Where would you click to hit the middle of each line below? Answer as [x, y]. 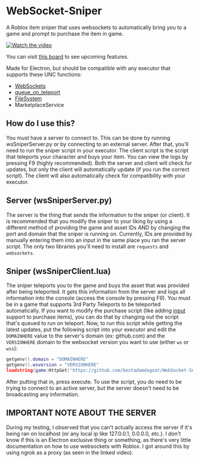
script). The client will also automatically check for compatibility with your [96, 176]
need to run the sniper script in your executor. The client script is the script [97, 150]
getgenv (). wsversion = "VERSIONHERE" [53, 365]
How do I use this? [41, 124]
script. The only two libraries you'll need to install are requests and [87, 246]
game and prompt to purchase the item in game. [65, 33]
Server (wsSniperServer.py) [59, 201]
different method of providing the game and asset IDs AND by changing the [98, 227]
